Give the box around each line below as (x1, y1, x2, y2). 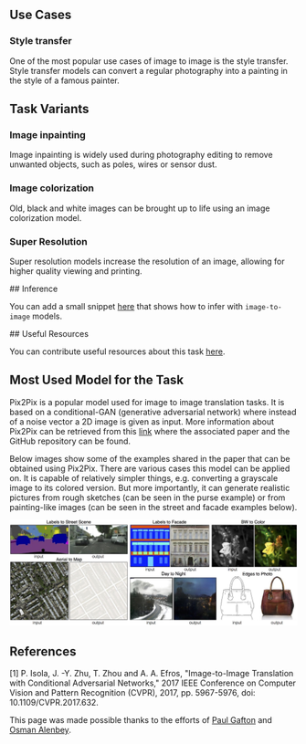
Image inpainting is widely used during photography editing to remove (9, 150, 273, 161)
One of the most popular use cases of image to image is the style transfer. (9, 55, 289, 67)
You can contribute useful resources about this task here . (9, 346, 226, 357)
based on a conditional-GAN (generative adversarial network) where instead (9, 406, 297, 417)
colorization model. (9, 212, 82, 223)
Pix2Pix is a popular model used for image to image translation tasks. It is (9, 396, 285, 407)
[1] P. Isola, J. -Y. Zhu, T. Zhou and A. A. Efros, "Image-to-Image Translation (9, 668, 294, 679)
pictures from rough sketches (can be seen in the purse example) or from (9, 492, 286, 503)
